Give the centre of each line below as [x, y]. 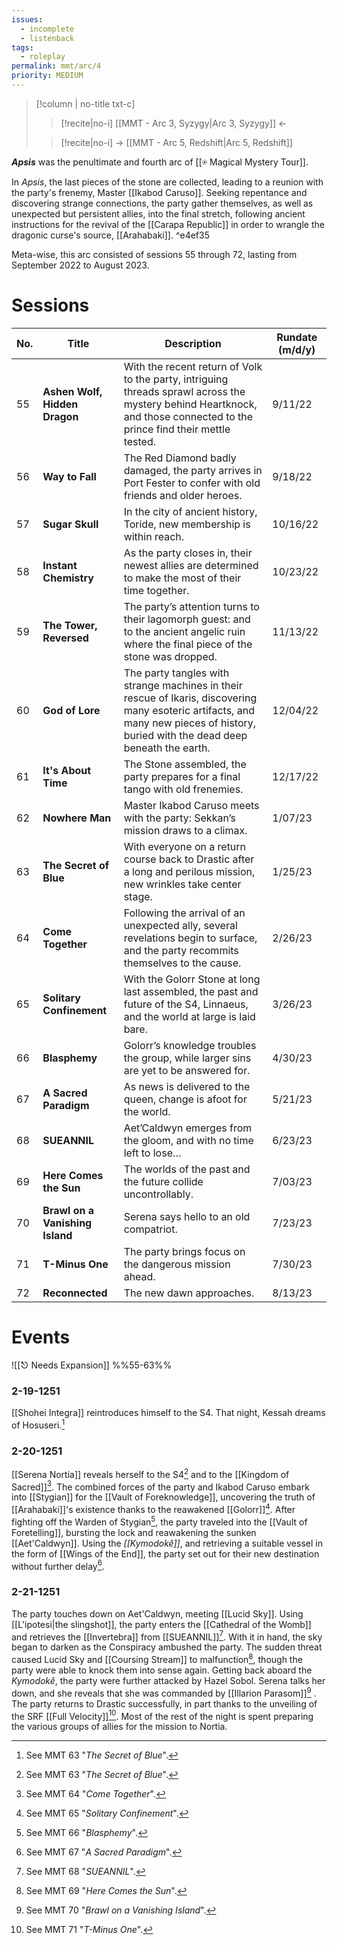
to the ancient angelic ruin [184, 631]
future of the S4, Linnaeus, [186, 1004]
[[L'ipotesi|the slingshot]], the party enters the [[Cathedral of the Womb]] [161, 1624]
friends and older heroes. [183, 495]
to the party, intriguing [176, 379]
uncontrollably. [158, 1194]
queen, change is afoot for [185, 1099]
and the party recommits [181, 950]
